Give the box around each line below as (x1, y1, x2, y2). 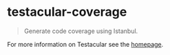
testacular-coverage (7, 4, 127, 20)
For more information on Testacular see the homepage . (7, 40, 164, 48)
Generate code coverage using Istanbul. (23, 27, 138, 35)
